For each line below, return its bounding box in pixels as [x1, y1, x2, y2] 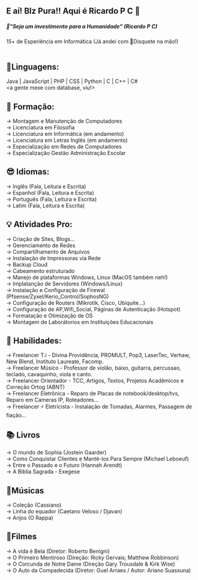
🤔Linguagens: [6, 61, 59, 72]
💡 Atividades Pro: [6, 219, 73, 230]
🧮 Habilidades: [6, 336, 62, 346]
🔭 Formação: [6, 102, 55, 112]
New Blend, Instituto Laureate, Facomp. [6, 358, 104, 365]
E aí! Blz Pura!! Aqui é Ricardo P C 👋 [6, 6, 140, 16]
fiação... [6, 412, 26, 419]
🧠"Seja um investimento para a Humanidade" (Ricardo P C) [6, 22, 158, 30]
